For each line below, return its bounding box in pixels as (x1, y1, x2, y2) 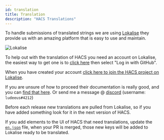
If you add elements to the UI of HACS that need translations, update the (5, 119, 153, 125)
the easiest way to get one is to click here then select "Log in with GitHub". (5, 60, 157, 66)
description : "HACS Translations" (5, 16, 77, 21)
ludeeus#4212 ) (5, 94, 34, 100)
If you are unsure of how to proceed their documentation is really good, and (5, 84, 160, 90)
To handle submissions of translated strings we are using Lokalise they (5, 30, 149, 36)
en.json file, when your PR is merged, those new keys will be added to (5, 124, 148, 130)
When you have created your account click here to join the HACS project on (5, 69, 159, 75)
